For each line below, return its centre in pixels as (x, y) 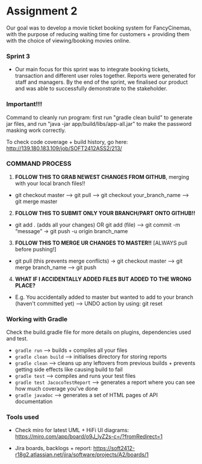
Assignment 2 (42, 11)
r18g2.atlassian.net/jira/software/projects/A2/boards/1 (82, 455)
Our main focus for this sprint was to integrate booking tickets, (92, 69)
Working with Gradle (37, 319)
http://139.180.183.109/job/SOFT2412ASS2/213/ (64, 148)
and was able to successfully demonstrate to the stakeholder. (91, 89)
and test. (17, 339)
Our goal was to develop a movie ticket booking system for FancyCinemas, (99, 28)
